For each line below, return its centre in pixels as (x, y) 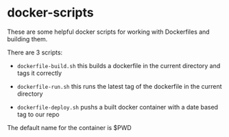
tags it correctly (39, 73)
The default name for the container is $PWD (69, 127)
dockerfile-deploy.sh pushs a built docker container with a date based (117, 107)
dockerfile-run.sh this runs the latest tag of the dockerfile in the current (119, 86)
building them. (27, 39)
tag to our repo (38, 114)
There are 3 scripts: (35, 52)
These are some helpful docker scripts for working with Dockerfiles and (109, 32)
